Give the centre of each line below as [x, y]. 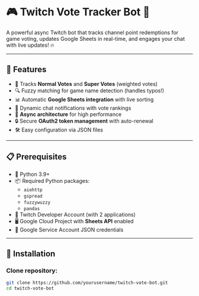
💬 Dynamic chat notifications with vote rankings [73, 108]
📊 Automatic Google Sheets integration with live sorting [84, 99]
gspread [33, 196]
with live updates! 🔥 [30, 45]
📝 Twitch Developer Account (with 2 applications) [75, 214]
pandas [32, 208]
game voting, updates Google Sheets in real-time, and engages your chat [96, 38]
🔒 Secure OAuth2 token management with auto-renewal [84, 121]
